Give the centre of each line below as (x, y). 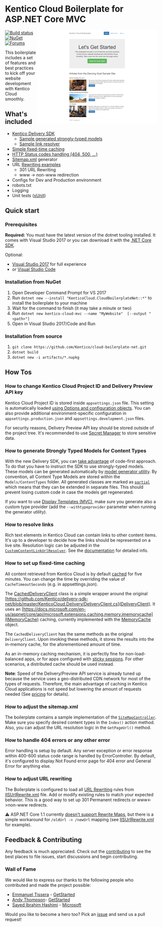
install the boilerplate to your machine (50, 303)
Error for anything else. (28, 766)
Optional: (14, 255)
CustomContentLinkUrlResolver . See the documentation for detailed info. (77, 550)
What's (16, 114)
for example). (18, 824)
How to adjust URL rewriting (38, 779)
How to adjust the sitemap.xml (42, 706)
